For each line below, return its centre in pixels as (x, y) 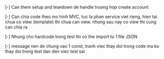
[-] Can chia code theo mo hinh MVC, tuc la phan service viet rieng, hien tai (81, 16)
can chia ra (16, 27)
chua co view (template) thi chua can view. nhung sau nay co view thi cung (81, 22)
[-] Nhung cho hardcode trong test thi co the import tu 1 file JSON (71, 37)
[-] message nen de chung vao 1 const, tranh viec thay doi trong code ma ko (82, 46)
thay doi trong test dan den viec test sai (45, 51)
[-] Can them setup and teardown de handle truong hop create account (77, 7)
